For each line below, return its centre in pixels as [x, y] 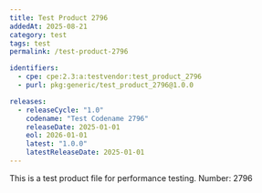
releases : [28, 101]
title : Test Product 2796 [58, 18]
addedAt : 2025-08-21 [49, 26]
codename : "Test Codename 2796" [87, 118]
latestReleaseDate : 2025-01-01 [85, 152]
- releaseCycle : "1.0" [61, 110]
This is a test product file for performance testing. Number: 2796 [131, 178]
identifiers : [34, 68]
